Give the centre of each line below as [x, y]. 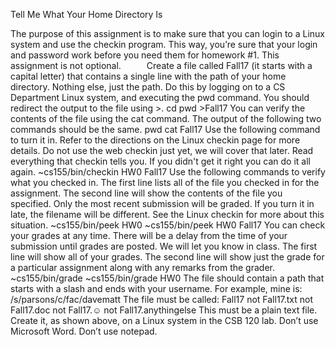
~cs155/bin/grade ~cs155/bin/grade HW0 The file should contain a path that [167, 278]
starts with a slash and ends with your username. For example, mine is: [156, 288]
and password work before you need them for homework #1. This [145, 55]
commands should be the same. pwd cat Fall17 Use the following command [165, 129]
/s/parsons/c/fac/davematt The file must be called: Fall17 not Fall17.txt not [162, 299]
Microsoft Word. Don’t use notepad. [84, 331]
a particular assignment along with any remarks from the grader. [142, 267]
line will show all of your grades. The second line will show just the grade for [167, 257]
